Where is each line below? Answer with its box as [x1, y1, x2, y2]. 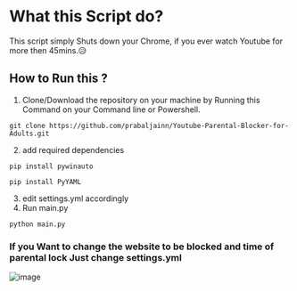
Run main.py [21, 202, 69, 213]
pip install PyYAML [9, 177, 82, 186]
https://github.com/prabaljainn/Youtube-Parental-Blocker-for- [48, 121, 290, 130]
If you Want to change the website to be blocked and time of [9, 240, 275, 253]
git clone [9, 121, 46, 130]
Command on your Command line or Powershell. [21, 104, 201, 115]
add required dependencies [21, 144, 125, 155]
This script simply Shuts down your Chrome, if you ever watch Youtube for [9, 36, 284, 46]
